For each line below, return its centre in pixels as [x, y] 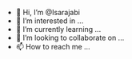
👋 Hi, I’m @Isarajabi [48, 12]
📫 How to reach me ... [53, 47]
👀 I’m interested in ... [50, 21]
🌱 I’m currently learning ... [58, 29]
